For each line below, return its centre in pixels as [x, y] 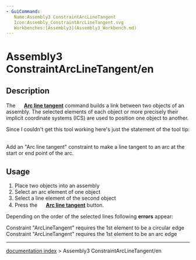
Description [28, 90]
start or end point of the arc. [40, 153]
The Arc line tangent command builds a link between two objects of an [95, 105]
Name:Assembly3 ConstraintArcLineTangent [65, 17]
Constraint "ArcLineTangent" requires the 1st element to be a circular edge [95, 228]
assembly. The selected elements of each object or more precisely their [92, 112]
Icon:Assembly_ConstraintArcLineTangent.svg [69, 22]
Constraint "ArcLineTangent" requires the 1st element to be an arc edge [92, 234]
